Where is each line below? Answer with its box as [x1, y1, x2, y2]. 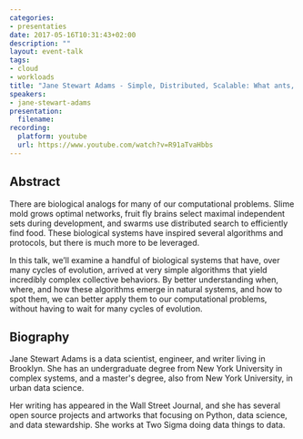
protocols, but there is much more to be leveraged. [9, 237, 200, 248]
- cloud [9, 65, 39, 74]
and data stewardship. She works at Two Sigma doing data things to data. [9, 420, 286, 431]
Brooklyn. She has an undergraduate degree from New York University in [9, 363, 283, 374]
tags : [9, 56, 30, 65]
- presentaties [9, 22, 67, 31]
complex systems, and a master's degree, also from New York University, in [9, 373, 294, 383]
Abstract [9, 174, 61, 189]
